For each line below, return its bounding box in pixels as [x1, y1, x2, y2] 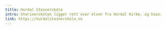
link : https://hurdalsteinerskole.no [5, 16, 83, 21]
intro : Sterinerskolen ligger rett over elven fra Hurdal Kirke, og [5, 12, 149, 17]
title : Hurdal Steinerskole [5, 7, 63, 12]
